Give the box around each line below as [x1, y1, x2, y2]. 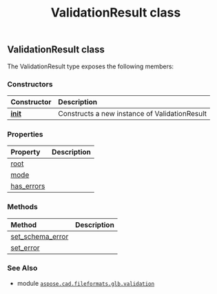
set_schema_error [10, 231, 69, 241]
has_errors [10, 182, 45, 191]
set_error [10, 243, 40, 253]
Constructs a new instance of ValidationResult [58, 108, 207, 118]
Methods [7, 202, 38, 212]
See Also [7, 264, 38, 273]
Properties [7, 129, 43, 139]
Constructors [7, 79, 53, 89]
